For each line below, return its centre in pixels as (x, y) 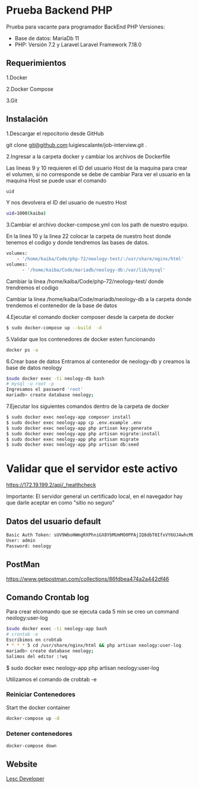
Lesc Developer (25, 779)
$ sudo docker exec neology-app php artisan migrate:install (83, 433)
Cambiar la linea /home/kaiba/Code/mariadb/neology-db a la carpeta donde (99, 299)
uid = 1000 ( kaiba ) (26, 213)
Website (22, 765)
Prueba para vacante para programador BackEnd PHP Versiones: (86, 27)
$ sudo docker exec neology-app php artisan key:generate (79, 428)
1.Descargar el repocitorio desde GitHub (55, 133)
